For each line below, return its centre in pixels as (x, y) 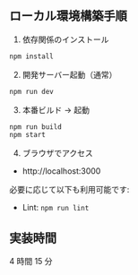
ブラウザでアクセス (58, 153)
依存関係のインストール (65, 39)
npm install (31, 56)
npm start (28, 135)
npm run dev (31, 91)
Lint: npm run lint (56, 208)
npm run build (36, 127)
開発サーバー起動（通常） (69, 74)
